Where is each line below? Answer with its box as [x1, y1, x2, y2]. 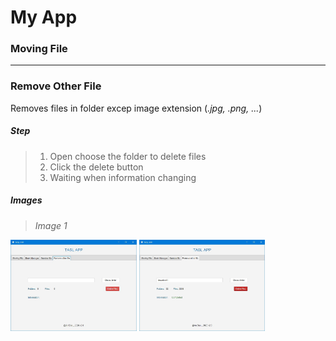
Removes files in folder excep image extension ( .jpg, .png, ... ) [10, 102, 263, 114]
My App [10, 6, 78, 29]
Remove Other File [10, 79, 102, 93]
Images [10, 194, 43, 206]
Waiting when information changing [49, 171, 197, 183]
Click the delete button [49, 161, 144, 173]
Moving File [10, 42, 68, 56]
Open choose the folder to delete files [49, 150, 207, 162]
